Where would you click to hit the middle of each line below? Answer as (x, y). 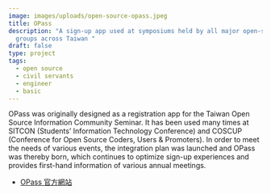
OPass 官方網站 (46, 182)
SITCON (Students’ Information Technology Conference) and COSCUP (125, 131)
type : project (32, 53)
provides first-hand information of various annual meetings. (107, 166)
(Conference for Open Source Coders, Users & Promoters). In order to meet (134, 140)
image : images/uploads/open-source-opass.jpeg (88, 16)
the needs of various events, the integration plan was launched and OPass (132, 148)
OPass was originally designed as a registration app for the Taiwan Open (129, 114)
